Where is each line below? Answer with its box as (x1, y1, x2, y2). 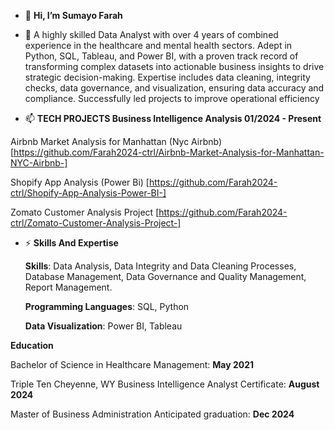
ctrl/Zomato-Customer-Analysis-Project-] (10, 217, 182, 229)
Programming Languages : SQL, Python (24, 301, 190, 312)
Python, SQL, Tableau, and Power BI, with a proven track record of (24, 50, 299, 62)
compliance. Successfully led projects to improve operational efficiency (24, 93, 320, 104)
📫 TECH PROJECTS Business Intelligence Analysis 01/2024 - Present (24, 113, 322, 124)
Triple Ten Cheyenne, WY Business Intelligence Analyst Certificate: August (10, 378, 320, 390)
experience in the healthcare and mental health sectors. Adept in (24, 40, 293, 51)
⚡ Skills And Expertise (24, 237, 119, 249)
